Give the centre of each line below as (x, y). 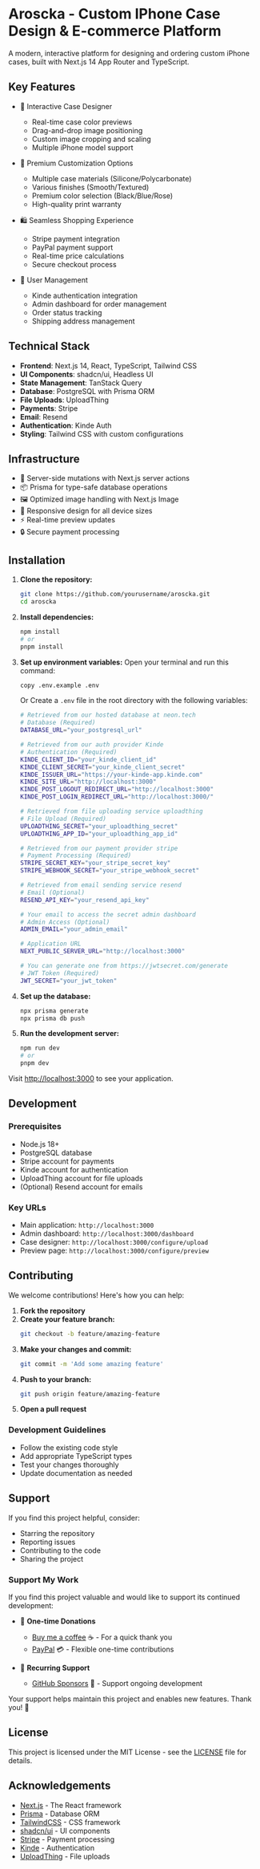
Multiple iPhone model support (82, 147)
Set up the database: (55, 996)
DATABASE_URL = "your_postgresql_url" (81, 730)
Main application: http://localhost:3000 (87, 1225)
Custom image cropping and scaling (92, 139)
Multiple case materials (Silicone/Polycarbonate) (112, 178)
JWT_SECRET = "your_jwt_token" (68, 981)
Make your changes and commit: (76, 1349)
